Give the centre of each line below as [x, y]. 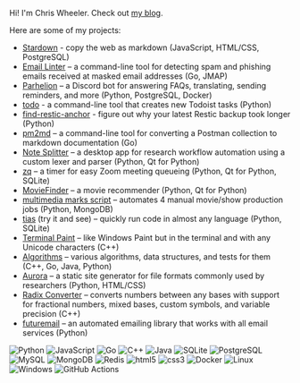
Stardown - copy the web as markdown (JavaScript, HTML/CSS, [141, 47]
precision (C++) [51, 314]
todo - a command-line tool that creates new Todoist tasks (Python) [147, 105]
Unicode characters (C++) [71, 247]
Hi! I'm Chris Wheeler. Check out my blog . [86, 13]
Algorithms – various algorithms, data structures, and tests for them [146, 257]
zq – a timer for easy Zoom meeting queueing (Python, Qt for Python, [149, 171]
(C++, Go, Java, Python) [67, 266]
